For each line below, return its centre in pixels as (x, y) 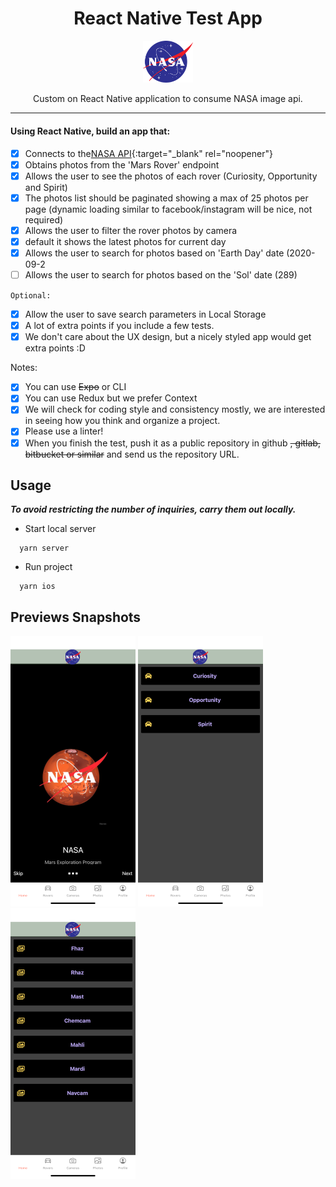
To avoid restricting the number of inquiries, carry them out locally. (153, 509)
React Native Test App (168, 18)
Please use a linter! (64, 431)
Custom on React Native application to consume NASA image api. (168, 99)
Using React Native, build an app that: (90, 131)
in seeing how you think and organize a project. (122, 421)
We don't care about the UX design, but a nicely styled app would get (168, 337)
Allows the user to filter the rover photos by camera (131, 230)
